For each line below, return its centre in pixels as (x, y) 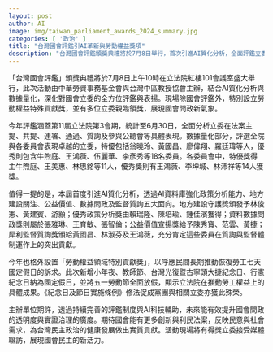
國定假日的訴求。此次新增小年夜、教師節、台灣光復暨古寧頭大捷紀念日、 (129, 272)
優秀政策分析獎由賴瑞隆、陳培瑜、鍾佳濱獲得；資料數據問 (168, 214)
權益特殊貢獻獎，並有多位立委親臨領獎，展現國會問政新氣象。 (118, 108)
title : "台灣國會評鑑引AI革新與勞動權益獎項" (77, 46)
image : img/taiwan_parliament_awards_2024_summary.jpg (103, 31)
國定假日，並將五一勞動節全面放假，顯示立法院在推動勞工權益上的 (154, 282)
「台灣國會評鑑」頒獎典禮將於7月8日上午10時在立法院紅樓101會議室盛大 (128, 78)
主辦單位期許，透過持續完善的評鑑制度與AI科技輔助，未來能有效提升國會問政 (136, 309)
